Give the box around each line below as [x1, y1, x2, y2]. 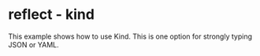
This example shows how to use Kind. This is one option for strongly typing [8, 32, 252, 41]
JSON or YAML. [8, 39, 59, 49]
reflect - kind [8, 6, 95, 24]
